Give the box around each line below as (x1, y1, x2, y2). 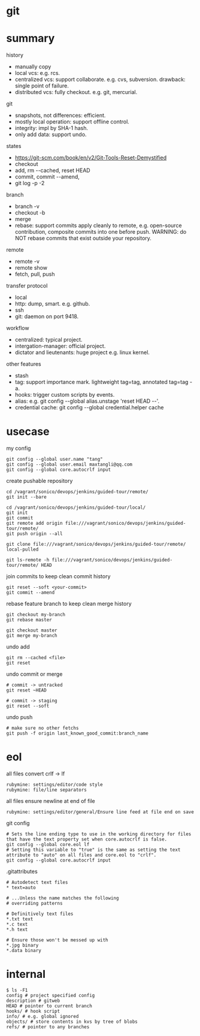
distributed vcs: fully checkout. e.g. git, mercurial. (14, 89, 138, 96)
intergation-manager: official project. (14, 343, 106, 350)
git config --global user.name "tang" (6, 457, 103, 463)
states (6, 143, 22, 150)
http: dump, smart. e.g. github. (14, 300, 90, 307)
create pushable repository (6, 478, 73, 485)
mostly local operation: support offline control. (14, 118, 130, 125)
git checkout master (6, 627, 58, 633)
